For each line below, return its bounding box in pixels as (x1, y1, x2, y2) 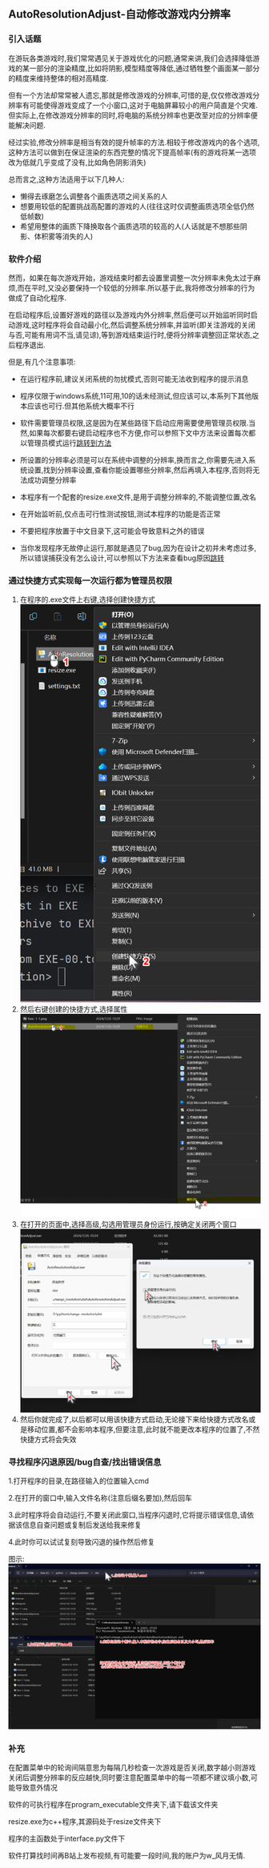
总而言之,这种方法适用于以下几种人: (8, 174, 126, 184)
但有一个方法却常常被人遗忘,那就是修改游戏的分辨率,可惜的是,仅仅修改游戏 (8, 90, 254, 100)
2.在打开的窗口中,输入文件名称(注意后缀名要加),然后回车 (8, 1493, 192, 1503)
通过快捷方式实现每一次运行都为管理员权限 (8, 575, 173, 586)
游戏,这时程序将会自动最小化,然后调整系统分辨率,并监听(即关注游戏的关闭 (14, 319, 256, 330)
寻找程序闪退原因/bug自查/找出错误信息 (8, 1457, 162, 1468)
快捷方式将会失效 (19, 1435, 77, 1445)
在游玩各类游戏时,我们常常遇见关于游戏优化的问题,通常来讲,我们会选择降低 (8, 53, 254, 62)
